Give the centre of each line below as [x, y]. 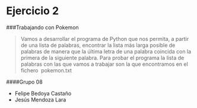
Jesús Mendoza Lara [40, 100]
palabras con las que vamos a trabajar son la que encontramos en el [104, 64]
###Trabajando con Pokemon [42, 27]
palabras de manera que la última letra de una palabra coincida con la [106, 51]
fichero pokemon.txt [46, 70]
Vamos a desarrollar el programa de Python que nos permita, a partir [104, 39]
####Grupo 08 [24, 82]
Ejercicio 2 [33, 11]
